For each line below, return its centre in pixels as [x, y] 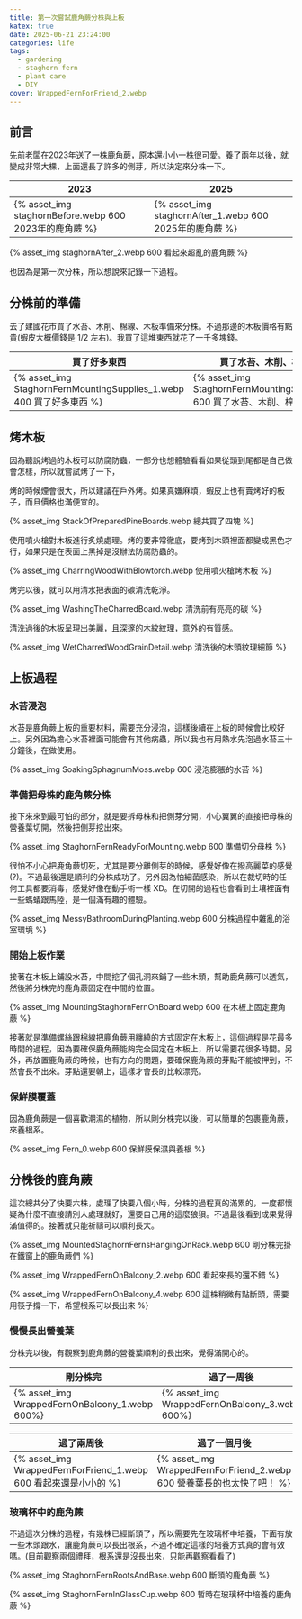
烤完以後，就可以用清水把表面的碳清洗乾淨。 [92, 589]
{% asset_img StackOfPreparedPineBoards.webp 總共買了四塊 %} [132, 521]
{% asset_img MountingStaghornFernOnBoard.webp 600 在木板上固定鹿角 [147, 1007]
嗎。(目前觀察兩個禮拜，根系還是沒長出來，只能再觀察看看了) [123, 1556]
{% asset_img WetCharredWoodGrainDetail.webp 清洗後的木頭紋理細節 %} [148, 647]
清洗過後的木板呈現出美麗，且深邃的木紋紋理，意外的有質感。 [124, 628]
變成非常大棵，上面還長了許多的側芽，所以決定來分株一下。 [120, 167]
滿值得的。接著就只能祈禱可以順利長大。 [84, 1225]
